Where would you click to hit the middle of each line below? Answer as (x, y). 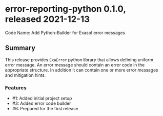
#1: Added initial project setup (42, 99)
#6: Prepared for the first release (45, 109)
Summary (20, 48)
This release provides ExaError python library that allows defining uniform (79, 60)
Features (16, 87)
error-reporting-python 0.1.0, (65, 9)
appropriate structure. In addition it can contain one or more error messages (82, 70)
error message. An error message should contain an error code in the (75, 65)
